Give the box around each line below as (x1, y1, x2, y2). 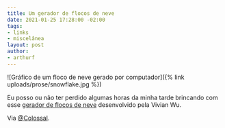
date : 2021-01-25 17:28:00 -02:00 (7, 16, 106, 23)
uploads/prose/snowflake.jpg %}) (7, 80, 102, 89)
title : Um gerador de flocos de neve (7, 10, 115, 17)
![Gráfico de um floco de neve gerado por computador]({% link (7, 73, 185, 81)
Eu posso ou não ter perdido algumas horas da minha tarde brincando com (7, 93, 219, 101)
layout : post (7, 42, 44, 48)
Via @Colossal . (7, 114, 50, 122)
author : (7, 48, 29, 55)
